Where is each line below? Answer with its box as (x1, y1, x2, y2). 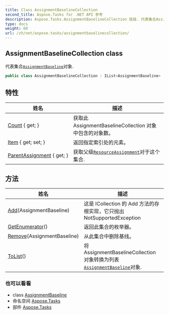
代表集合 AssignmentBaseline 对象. (5, 63, 74, 69)
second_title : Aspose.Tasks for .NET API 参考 (5, 12, 103, 17)
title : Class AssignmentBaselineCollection (5, 7, 98, 13)
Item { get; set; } (8, 139, 45, 146)
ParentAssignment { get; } (8, 152, 69, 159)
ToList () (8, 253, 26, 260)
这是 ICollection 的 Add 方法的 (83, 200, 154, 207)
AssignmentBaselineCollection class (5, 49, 123, 58)
